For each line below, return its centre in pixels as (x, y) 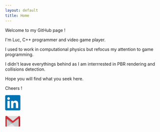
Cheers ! (14, 88)
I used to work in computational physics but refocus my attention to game (79, 49)
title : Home (17, 15)
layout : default (22, 10)
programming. (19, 54)
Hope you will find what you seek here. (44, 79)
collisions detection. (25, 69)
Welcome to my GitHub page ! (35, 30)
